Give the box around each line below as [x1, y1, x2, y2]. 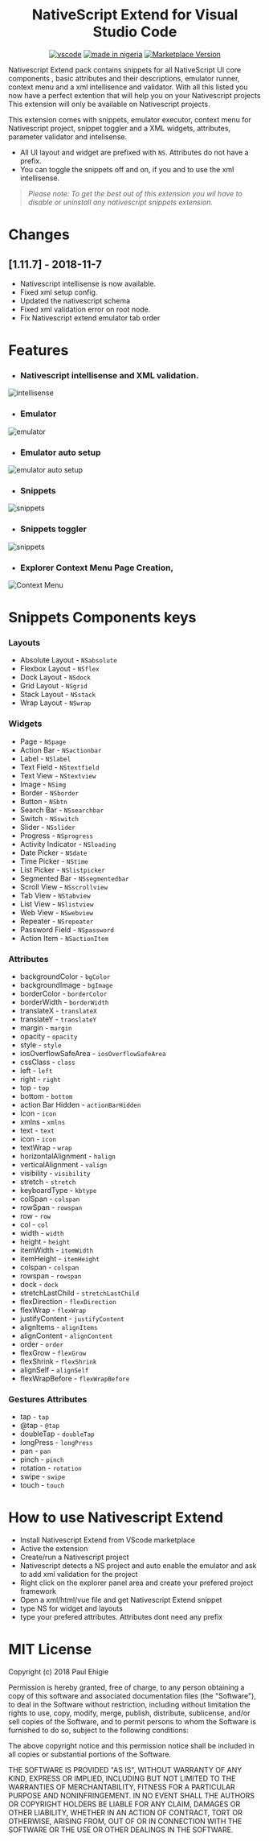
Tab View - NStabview [19, 890, 91, 900]
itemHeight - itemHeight [19, 1253, 100, 1263]
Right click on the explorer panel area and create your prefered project [19, 1578, 254, 1587]
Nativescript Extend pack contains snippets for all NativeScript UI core [8, 64, 242, 74]
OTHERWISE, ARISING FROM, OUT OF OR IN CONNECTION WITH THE [8, 1817, 243, 1827]
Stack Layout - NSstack [19, 690, 96, 700]
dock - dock [19, 1279, 59, 1289]
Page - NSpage [19, 737, 67, 746]
